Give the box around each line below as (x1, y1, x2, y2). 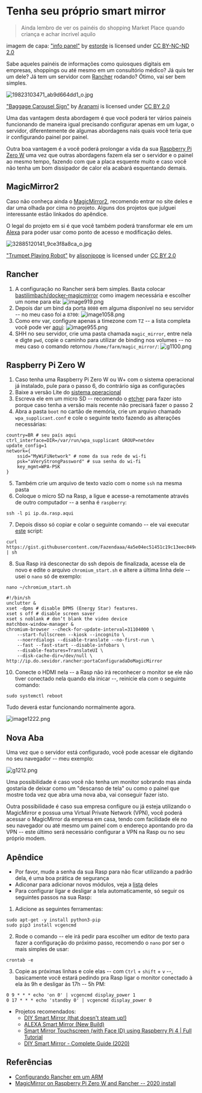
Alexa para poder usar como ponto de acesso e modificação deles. (6, 228, 173, 236)
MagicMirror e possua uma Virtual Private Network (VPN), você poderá (6, 809, 182, 816)
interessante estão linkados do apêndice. (6, 210, 108, 218)
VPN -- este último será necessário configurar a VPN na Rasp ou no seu (6, 828, 185, 836)
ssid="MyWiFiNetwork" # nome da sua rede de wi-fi (17, 453, 147, 459)
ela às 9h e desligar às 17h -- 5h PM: (14, 981, 106, 987)
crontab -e (6, 957, 34, 963)
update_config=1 (6, 443, 47, 449)
